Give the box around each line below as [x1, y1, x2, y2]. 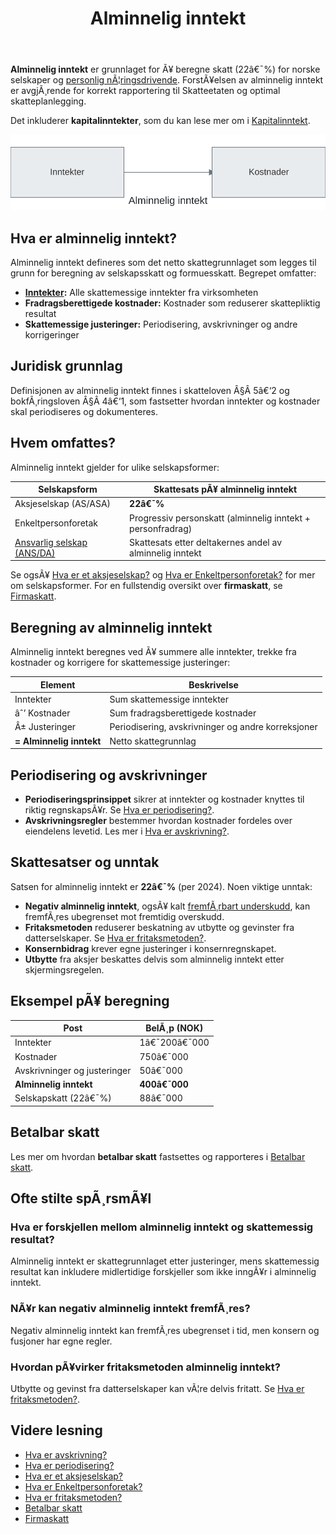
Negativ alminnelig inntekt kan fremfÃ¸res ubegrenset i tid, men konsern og [10, 1324, 320, 1336]
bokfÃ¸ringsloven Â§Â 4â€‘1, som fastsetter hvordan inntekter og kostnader [10, 395, 321, 407]
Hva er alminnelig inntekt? [10, 230, 177, 247]
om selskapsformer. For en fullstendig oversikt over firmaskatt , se [10, 580, 283, 592]
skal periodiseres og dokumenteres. [10, 405, 159, 417]
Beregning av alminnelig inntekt [10, 619, 213, 636]
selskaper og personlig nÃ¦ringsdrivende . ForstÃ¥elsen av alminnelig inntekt [10, 74, 324, 86]
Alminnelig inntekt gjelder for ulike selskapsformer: [10, 461, 220, 473]
